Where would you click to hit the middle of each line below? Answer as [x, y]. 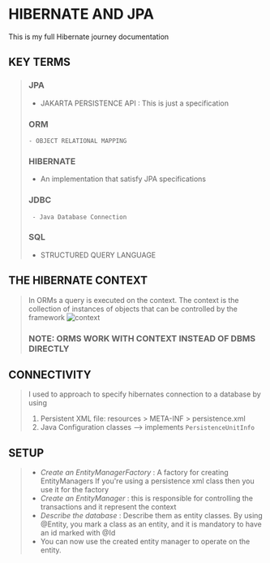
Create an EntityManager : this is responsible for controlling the [147, 498]
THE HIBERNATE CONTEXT [78, 281]
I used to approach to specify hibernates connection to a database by [144, 394]
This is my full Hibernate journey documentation [89, 37]
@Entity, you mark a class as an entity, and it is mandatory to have [151, 524]
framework [47, 317]
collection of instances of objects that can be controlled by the [133, 309]
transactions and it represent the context [108, 507]
